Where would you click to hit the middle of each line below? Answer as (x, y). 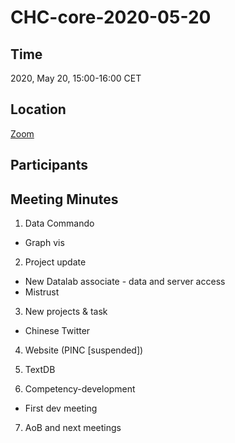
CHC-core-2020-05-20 (111, 17)
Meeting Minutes (64, 199)
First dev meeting (61, 408)
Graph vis (44, 243)
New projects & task (66, 312)
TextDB (40, 370)
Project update (55, 262)
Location (38, 109)
